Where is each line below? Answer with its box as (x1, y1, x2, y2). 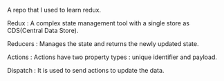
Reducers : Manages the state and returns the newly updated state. (7, 40, 199, 47)
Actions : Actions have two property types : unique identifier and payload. (7, 53, 218, 61)
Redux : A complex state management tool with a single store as (7, 19, 190, 27)
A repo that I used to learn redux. (7, 6, 102, 14)
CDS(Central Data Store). (7, 27, 79, 34)
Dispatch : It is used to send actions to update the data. (7, 67, 165, 74)
